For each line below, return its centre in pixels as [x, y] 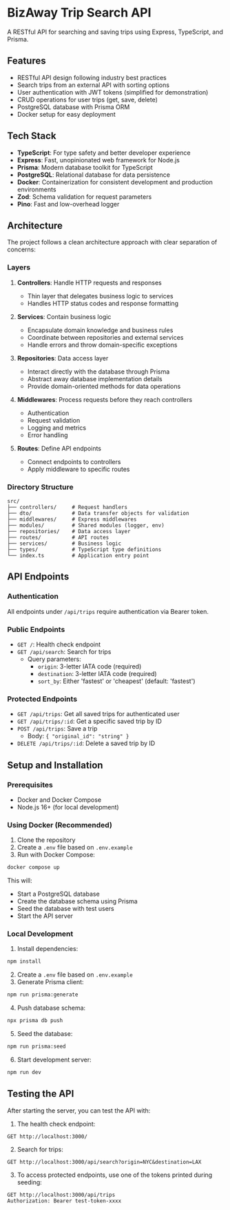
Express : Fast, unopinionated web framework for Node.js [98, 160]
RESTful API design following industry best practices [92, 77]
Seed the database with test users [66, 909]
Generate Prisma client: [50, 982]
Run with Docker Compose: [56, 855]
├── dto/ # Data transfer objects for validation [98, 513]
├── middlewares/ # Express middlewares [72, 519]
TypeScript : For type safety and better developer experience [104, 153]
